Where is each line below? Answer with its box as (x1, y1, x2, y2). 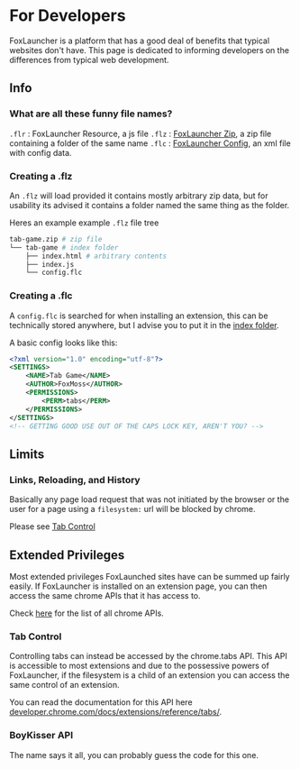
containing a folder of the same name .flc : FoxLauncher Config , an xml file (9, 137, 291, 149)
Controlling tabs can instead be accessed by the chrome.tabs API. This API (9, 651, 288, 662)
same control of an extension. (9, 680, 120, 691)
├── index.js (25, 260, 75, 269)
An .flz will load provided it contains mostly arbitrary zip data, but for (9, 190, 268, 201)
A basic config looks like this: (9, 337, 118, 348)
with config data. (9, 147, 72, 158)
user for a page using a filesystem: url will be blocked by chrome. (9, 504, 256, 515)
